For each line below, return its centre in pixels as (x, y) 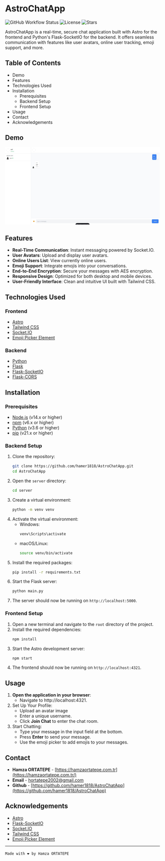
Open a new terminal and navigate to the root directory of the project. (83, 624)
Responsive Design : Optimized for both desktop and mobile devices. (82, 276)
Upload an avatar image (44, 711)
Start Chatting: (27, 727)
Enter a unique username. (46, 716)
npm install (24, 639)
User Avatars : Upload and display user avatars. (60, 255)
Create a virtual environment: (41, 500)
